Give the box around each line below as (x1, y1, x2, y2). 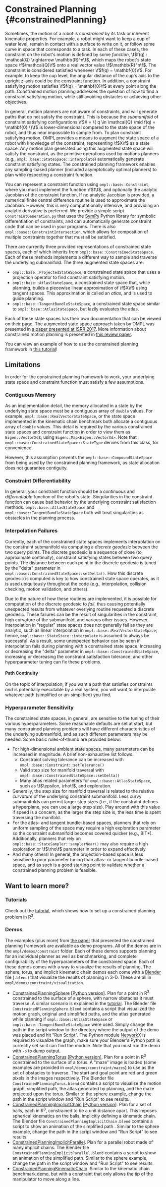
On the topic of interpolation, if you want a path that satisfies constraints (5, 681, 153, 687)
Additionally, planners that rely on (12, 835, 81, 841)
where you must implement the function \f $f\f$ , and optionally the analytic (5, 186, 158, 192)
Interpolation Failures (5, 527, 58, 534)
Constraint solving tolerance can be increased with (19, 757, 124, 763)
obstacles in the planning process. (5, 515, 75, 521)
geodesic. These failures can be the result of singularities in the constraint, (5, 611, 158, 617)
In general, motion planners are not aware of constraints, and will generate (5, 108, 158, 115)
